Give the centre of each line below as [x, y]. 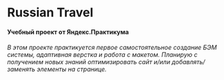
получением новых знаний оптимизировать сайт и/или [89, 62]
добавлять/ [189, 62]
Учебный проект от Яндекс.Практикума [68, 31]
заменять [21, 69]
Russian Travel [50, 13]
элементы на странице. [72, 69]
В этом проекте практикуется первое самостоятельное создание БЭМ [112, 48]
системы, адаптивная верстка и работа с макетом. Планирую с [102, 55]
